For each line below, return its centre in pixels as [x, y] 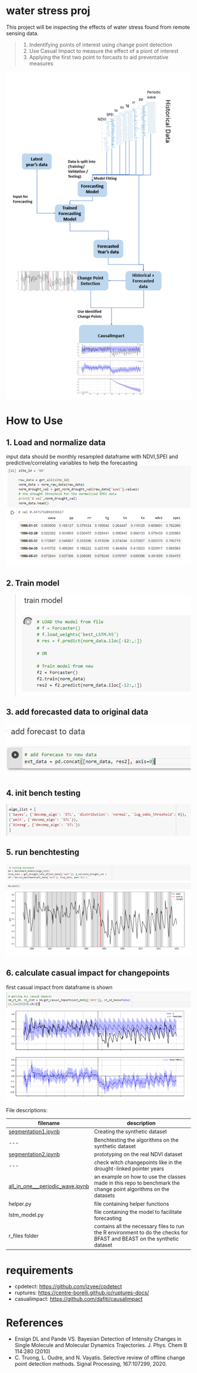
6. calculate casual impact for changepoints [88, 973]
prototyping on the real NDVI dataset [138, 1154]
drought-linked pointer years [129, 1169]
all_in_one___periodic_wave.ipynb [49, 1186]
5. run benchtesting [43, 852]
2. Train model [33, 583]
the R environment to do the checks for [141, 1232]
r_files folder [24, 1236]
